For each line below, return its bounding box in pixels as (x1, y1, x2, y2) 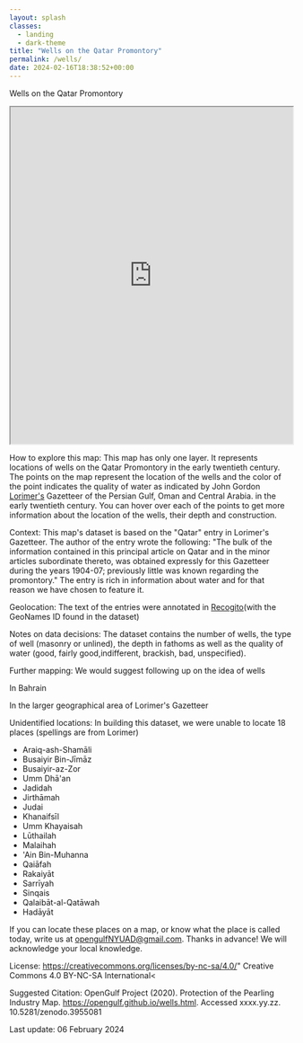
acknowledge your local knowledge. (9, 942, 143, 953)
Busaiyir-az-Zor (22, 763, 81, 773)
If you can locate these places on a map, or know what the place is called (9, 924, 281, 934)
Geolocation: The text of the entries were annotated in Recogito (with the (9, 601, 276, 612)
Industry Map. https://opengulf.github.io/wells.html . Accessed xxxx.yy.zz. (9, 996, 281, 1007)
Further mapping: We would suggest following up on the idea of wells (9, 665, 266, 676)
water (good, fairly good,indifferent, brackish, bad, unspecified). (9, 648, 247, 659)
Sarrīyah (22, 878, 55, 888)
